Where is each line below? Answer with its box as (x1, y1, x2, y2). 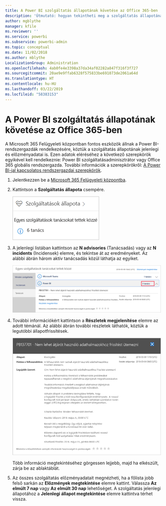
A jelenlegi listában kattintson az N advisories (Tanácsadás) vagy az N (12, 245, 157, 251)
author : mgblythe (5, 18, 41, 23)
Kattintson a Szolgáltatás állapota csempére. (12, 186, 105, 192)
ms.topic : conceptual (5, 45, 50, 50)
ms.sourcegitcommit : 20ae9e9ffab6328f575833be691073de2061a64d (5, 71, 138, 76)
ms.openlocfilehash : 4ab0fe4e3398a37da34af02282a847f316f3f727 (5, 66, 138, 71)
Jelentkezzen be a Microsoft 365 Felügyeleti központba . (12, 177, 127, 183)
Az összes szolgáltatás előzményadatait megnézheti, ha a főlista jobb (12, 475, 154, 481)
